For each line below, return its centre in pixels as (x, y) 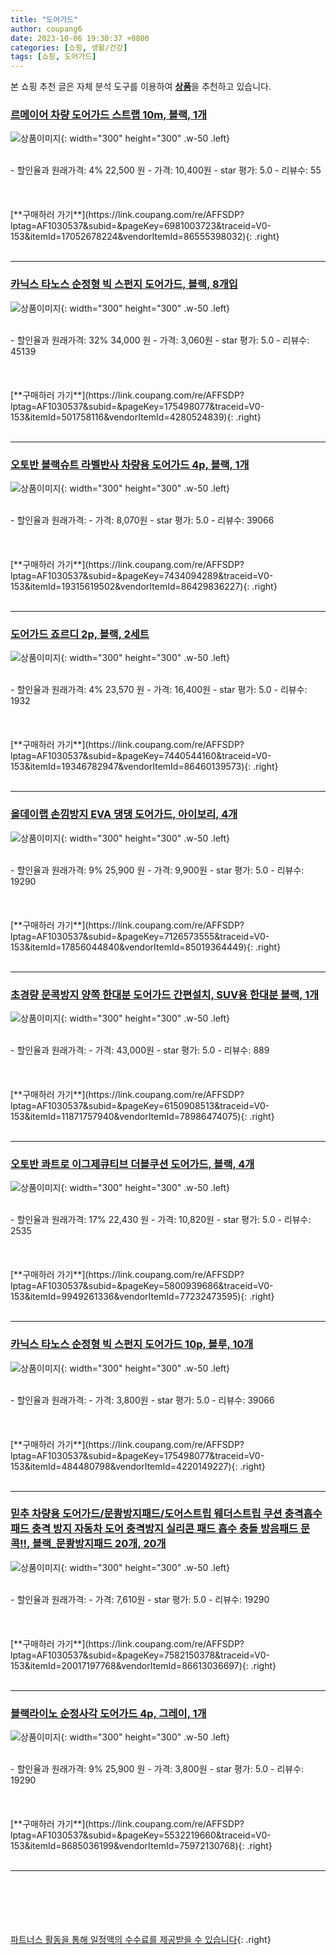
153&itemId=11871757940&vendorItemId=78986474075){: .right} (142, 1116)
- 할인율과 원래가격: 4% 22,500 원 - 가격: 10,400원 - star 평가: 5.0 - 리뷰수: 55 (166, 170)
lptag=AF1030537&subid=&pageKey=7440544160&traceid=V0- (141, 756)
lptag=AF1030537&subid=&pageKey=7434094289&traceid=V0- (142, 576)
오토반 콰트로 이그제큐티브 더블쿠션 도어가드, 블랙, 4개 (132, 1164)
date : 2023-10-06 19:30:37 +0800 (80, 38)
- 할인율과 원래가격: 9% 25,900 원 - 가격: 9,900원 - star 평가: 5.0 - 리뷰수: (157, 870)
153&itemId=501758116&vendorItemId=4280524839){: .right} (136, 417)
